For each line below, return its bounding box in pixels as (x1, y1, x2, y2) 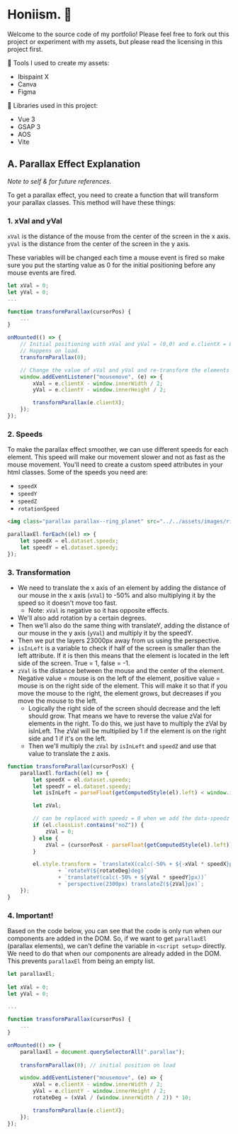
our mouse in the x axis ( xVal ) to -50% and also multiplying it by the (17, 591, 216, 599)
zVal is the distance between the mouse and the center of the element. (17, 666, 225, 674)
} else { (33, 835, 59, 842)
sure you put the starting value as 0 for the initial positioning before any (7, 261, 216, 269)
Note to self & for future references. (7, 177, 112, 185)
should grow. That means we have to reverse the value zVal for (28, 711, 212, 720)
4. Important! (7, 911, 54, 921)
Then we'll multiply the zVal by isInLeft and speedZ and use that (28, 741, 217, 750)
